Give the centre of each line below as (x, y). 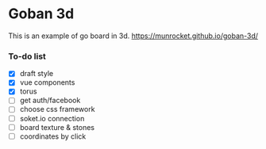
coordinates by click (53, 136)
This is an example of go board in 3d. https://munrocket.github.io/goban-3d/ (133, 36)
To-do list (27, 56)
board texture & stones (57, 127)
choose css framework (57, 109)
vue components (47, 82)
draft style (37, 74)
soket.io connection (52, 118)
